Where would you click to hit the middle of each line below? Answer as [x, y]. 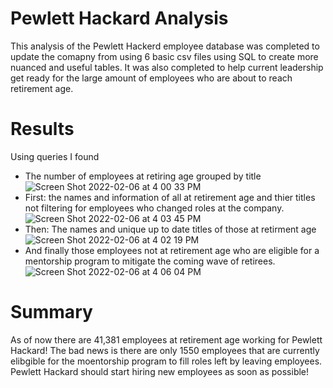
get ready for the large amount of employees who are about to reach [151, 78]
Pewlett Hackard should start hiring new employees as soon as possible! [160, 371]
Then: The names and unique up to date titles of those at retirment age [170, 229]
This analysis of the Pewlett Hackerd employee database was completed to [165, 46]
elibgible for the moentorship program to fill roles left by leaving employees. [166, 361]
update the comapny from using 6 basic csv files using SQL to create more [164, 56]
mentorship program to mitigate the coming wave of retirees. [150, 261]
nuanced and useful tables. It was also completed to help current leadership [167, 67]
